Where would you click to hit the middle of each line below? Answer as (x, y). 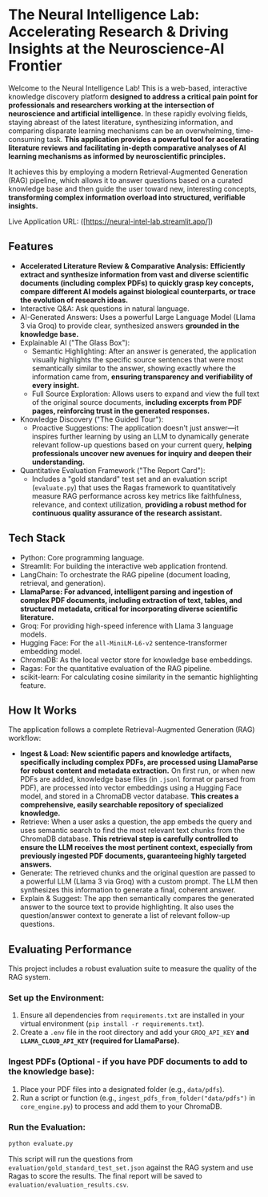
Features (31, 247)
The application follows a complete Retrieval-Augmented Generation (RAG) (132, 730)
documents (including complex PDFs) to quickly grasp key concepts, (137, 283)
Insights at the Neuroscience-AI (116, 49)
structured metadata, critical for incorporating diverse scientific (129, 609)
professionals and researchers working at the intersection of (111, 105)
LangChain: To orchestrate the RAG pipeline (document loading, (125, 574)
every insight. (56, 385)
